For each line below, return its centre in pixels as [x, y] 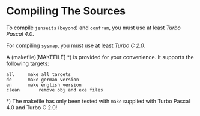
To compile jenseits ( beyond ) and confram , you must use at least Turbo [94, 28]
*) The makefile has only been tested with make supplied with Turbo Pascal [98, 101]
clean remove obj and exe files [55, 90]
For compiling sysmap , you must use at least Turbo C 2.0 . [76, 45]
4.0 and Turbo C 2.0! [32, 107]
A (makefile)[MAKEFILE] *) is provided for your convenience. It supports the [100, 57]
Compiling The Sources [66, 11]
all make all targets [38, 74]
